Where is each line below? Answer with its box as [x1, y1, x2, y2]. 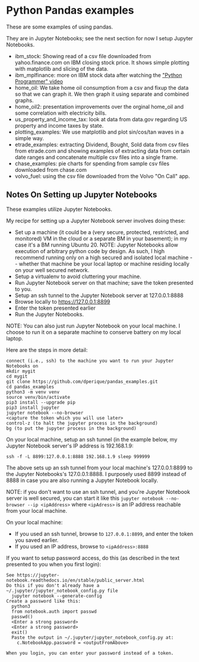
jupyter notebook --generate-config [11, 592, 102, 599]
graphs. [14, 96, 34, 104]
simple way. [14, 134, 45, 141]
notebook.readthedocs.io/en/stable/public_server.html [6, 577, 145, 583]
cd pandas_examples [6, 384, 55, 390]
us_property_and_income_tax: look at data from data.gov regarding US [14, 115, 188, 122]
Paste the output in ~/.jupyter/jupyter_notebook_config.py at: [11, 634, 174, 641]
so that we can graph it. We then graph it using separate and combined [14, 90, 189, 97]
